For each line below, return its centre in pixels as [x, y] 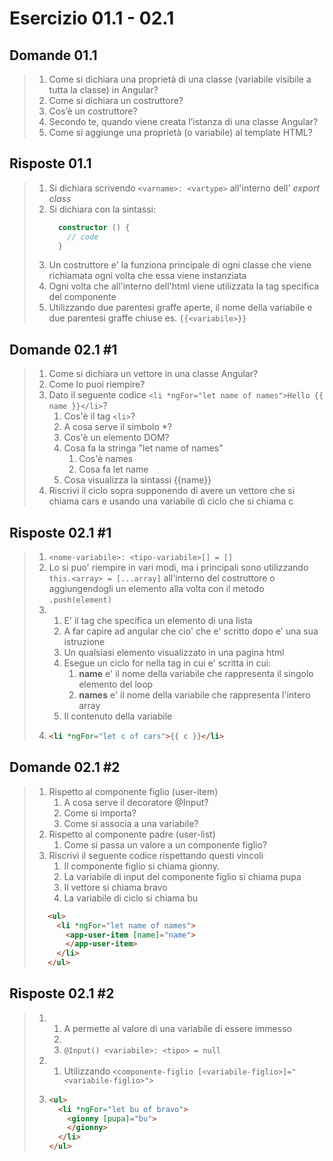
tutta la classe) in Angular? [103, 90]
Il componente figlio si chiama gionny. [141, 866]
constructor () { [94, 227]
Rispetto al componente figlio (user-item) [133, 791]
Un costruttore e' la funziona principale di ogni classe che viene [180, 265]
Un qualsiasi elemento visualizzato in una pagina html [174, 653]
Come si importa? [100, 813]
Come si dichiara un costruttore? [116, 100]
